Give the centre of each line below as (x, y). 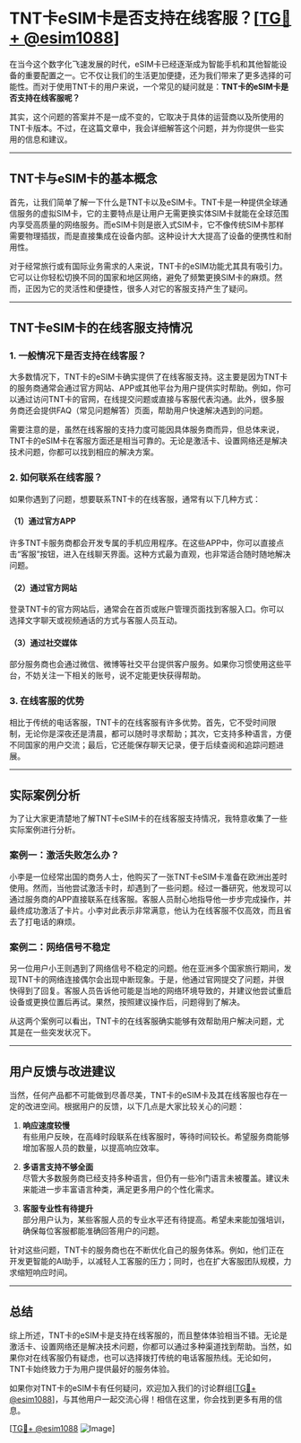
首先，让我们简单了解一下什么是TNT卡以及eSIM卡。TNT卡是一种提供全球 (145, 202)
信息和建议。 (48, 139)
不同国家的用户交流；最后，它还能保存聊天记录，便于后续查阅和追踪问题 (142, 744)
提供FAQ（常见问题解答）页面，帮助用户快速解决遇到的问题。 (154, 410)
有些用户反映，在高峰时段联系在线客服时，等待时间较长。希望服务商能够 (155, 1136)
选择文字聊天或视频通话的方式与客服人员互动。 (95, 620)
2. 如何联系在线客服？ (56, 478)
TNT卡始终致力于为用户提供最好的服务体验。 (92, 1368)
